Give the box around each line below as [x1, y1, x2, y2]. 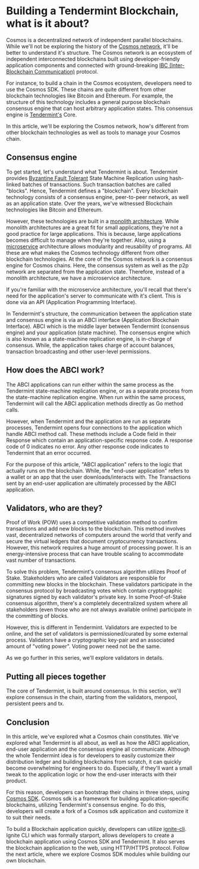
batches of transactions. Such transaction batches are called [22, 181, 171, 188]
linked [6, 181, 21, 188]
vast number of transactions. [6, 557, 77, 564]
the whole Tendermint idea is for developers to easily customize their [6, 752, 175, 759]
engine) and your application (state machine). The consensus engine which [6, 328, 191, 336]
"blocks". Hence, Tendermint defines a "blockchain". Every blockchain [6, 187, 178, 194]
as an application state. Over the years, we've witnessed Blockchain [6, 200, 173, 207]
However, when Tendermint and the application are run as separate [6, 418, 171, 425]
